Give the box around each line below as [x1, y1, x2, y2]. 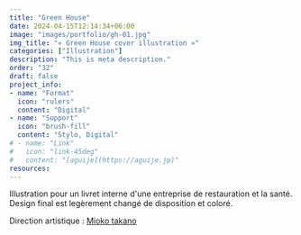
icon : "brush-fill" [17, 122, 91, 131]
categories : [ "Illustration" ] [9, 47, 123, 56]
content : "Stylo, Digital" [17, 131, 119, 140]
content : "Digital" [17, 105, 91, 114]
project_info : [9, 80, 63, 89]
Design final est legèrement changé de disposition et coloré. [9, 198, 233, 209]
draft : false [9, 72, 59, 81]
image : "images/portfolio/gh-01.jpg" [9, 30, 151, 39]
